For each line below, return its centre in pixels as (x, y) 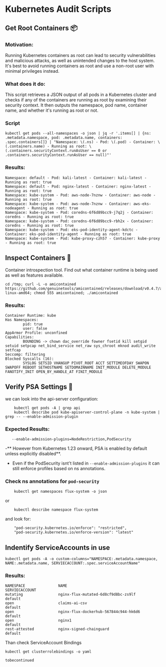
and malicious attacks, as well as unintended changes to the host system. (80, 60)
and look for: (18, 519)
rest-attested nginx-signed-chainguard (57, 629)
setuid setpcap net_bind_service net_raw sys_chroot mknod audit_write (80, 346)
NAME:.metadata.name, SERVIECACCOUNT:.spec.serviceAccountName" (73, 563)
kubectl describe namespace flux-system (56, 510)
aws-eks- (142, 204)
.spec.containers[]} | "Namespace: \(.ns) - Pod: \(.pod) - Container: (80, 142)
